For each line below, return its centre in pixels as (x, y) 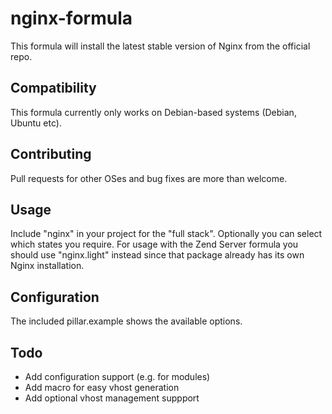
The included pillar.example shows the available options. (126, 321)
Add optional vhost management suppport (112, 398)
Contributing (51, 154)
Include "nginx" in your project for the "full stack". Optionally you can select (166, 234)
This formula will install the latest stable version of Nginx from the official (160, 46)
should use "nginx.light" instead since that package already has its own (157, 255)
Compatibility (53, 88)
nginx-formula (71, 18)
